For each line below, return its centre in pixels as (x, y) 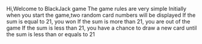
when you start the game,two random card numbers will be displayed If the (101, 15)
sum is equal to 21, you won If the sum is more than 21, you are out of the (99, 21)
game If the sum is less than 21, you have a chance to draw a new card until (102, 28)
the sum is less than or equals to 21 (50, 34)
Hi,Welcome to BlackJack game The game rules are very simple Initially (96, 9)
